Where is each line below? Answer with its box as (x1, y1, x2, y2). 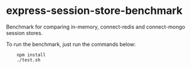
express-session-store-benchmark (6, 4, 183, 17)
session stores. (6, 29, 43, 36)
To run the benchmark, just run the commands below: (6, 41, 136, 48)
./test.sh (16, 57, 41, 63)
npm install (16, 52, 46, 58)
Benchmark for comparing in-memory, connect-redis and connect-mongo (6, 23, 185, 30)
